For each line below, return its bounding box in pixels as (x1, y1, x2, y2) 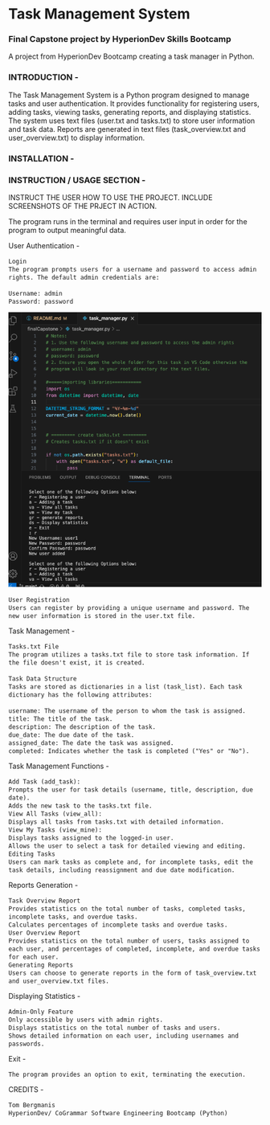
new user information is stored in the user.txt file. (8, 612, 196, 620)
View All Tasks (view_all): (8, 810, 103, 818)
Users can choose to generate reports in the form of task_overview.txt (8, 969, 257, 977)
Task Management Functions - (8, 761, 110, 771)
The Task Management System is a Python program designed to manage (8, 90, 250, 100)
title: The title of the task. (8, 715, 113, 723)
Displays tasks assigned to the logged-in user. (8, 834, 174, 842)
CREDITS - (8, 1085, 44, 1094)
